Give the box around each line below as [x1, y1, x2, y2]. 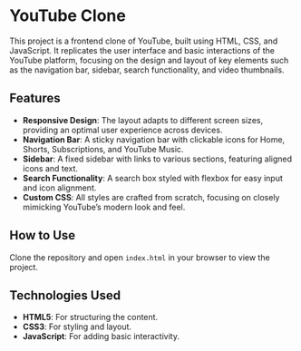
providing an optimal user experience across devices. [22, 124, 223, 135]
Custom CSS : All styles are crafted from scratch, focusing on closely [22, 191, 280, 202]
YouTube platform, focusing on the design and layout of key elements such [9, 54, 289, 65]
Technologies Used [9, 288, 121, 303]
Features [9, 91, 61, 106]
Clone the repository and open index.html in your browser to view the [9, 251, 270, 263]
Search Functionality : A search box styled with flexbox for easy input [22, 172, 284, 183]
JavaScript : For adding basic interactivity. [22, 331, 180, 342]
